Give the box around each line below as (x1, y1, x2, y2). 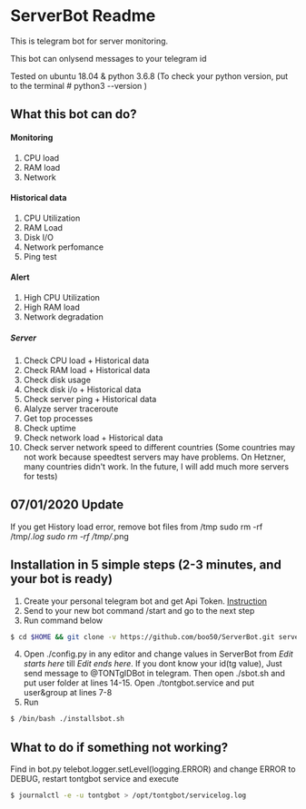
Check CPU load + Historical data (23, 355, 150, 366)
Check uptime (23, 422, 76, 433)
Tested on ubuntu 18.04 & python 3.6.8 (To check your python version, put (10, 70, 289, 82)
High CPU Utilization (23, 291, 101, 302)
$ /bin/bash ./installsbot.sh (10, 715, 125, 724)
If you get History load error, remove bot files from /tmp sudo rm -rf (10, 521, 263, 532)
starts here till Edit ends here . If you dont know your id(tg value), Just (23, 658, 282, 669)
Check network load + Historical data (23, 432, 163, 443)
